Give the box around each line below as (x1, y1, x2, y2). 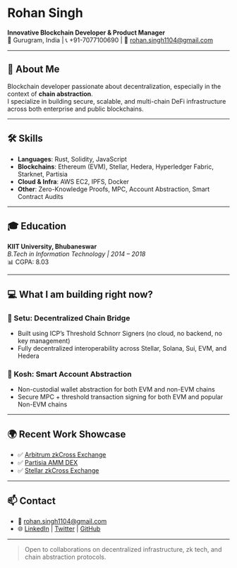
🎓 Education (7, 220, 67, 232)
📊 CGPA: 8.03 (7, 258, 49, 266)
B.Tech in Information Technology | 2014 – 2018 (7, 250, 146, 258)
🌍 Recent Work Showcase (7, 428, 126, 440)
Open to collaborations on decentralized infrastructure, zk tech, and (24, 545, 222, 553)
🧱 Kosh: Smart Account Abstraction (7, 369, 132, 379)
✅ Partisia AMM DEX (17, 459, 78, 467)
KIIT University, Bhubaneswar (7, 242, 97, 251)
